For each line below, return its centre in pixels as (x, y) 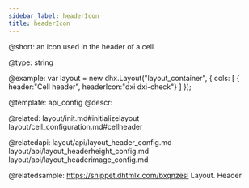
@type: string (31, 62)
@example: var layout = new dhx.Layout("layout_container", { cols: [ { (124, 78)
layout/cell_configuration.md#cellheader (76, 126)
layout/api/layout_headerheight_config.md (79, 151)
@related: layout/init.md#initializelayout (74, 117)
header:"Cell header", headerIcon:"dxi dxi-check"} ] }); (100, 87)
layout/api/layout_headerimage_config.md (78, 160)
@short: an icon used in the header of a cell (81, 46)
